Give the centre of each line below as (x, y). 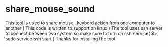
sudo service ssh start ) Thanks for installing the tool (60, 39)
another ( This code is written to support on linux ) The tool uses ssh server (84, 28)
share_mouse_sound (50, 9)
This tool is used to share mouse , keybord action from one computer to (80, 23)
